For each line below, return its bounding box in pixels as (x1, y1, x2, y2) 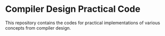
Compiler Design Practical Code (5, 3, 141, 15)
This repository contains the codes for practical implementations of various (5, 20, 160, 26)
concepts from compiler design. (5, 25, 71, 31)
